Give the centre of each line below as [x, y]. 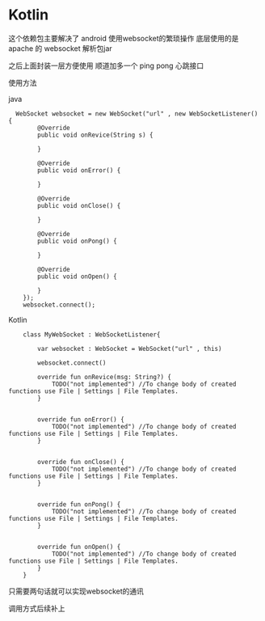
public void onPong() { [77, 241]
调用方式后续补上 [37, 608]
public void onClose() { [79, 205]
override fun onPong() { [79, 504]
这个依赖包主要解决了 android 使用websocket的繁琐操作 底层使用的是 [124, 38]
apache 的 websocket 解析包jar [61, 48]
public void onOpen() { [77, 277]
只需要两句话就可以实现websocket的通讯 [76, 591]
